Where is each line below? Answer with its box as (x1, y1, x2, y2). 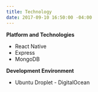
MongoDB (14, 55, 40, 63)
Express (14, 49, 35, 56)
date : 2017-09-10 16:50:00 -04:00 (6, 14, 93, 20)
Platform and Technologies (6, 31, 75, 38)
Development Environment (6, 67, 74, 74)
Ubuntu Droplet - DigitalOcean (14, 79, 90, 86)
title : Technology (6, 8, 52, 15)
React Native (14, 43, 47, 50)
